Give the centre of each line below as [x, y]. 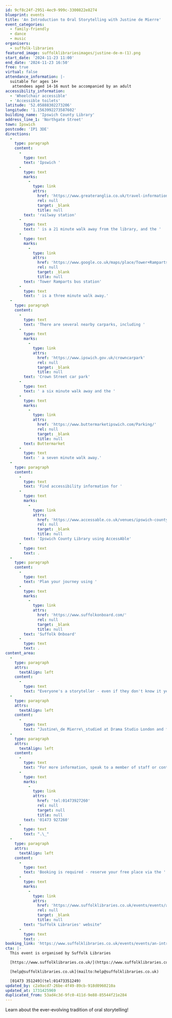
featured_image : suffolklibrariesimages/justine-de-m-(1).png [73, 53]
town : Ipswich [20, 124]
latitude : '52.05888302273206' [39, 106]
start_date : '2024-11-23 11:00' [40, 58]
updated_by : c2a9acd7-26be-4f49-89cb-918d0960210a [60, 986]
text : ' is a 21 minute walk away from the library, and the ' [92, 229]
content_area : [20, 653]
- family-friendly [30, 29]
